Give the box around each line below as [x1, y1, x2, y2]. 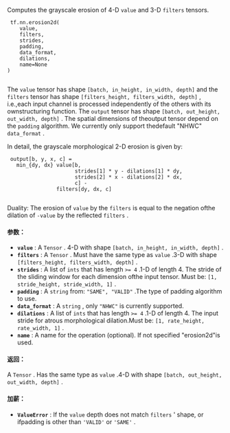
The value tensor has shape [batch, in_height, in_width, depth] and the [7, 85, 218, 93]
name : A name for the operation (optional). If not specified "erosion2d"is [16, 331, 221, 340]
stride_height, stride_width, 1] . [16, 280, 117, 288]
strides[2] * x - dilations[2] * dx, [74, 174, 183, 181]
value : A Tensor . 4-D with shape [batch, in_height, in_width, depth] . [16, 243, 224, 252]
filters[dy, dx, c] [56, 186, 112, 192]
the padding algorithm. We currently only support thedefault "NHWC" [7, 122, 203, 130]
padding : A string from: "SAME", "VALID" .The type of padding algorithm [16, 287, 222, 296]
